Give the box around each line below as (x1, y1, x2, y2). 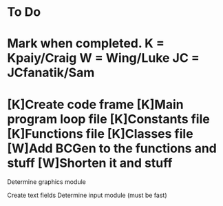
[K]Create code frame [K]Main (7, 96, 184, 112)
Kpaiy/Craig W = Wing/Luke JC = (7, 50, 200, 66)
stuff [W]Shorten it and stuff (7, 155, 173, 171)
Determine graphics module (7, 178, 86, 186)
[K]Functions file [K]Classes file (7, 125, 194, 141)
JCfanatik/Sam (7, 65, 95, 81)
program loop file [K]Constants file (7, 111, 210, 127)
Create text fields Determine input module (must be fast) (7, 191, 167, 200)
